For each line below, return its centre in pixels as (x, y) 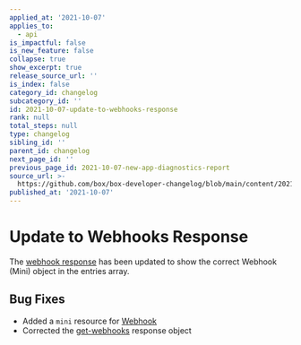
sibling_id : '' (38, 142)
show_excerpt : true (46, 68)
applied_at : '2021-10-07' (57, 17)
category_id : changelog (54, 92)
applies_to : (31, 26)
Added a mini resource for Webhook (90, 321)
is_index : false (39, 84)
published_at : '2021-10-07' (62, 193)
